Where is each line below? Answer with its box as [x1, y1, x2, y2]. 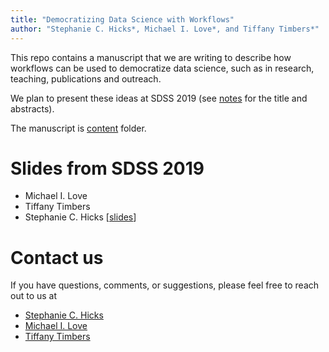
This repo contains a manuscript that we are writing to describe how [10, 51, 292, 63]
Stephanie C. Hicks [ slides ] [24, 211, 137, 223]
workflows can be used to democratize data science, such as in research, [10, 62, 315, 74]
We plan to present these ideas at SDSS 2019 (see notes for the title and [10, 92, 308, 104]
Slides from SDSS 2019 [10, 157, 205, 180]
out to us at [10, 290, 58, 302]
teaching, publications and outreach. [10, 72, 162, 85]
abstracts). [10, 102, 55, 115]
